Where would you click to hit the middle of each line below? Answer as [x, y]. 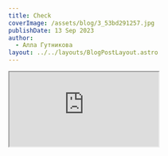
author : [21, 38]
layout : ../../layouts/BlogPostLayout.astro [83, 53]
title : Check [30, 16]
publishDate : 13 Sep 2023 [51, 30]
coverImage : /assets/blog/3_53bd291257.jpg [82, 23]
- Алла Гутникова [44, 45]
